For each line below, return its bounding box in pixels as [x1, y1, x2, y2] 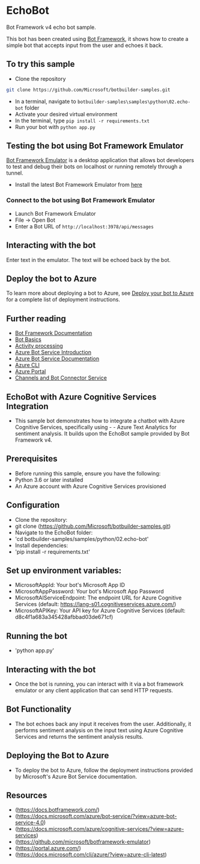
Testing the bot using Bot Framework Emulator [6, 141, 184, 151]
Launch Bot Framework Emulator [14, 210, 96, 217]
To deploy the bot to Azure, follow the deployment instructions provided [14, 766, 193, 774]
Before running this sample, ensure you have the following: [14, 469, 161, 477]
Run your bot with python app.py [14, 123, 95, 130]
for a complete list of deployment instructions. [6, 296, 120, 303]
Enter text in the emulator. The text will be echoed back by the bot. [6, 256, 171, 263]
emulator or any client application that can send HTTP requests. [14, 687, 173, 694]
